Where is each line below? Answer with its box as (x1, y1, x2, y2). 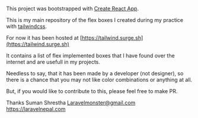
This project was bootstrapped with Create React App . (6, 5, 139, 12)
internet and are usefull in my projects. (6, 59, 101, 65)
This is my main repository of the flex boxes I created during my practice (6, 17, 184, 23)
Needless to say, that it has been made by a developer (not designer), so (6, 70, 184, 76)
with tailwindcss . (6, 23, 47, 30)
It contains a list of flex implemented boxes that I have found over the (6, 52, 175, 59)
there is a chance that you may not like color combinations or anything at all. (6, 76, 193, 83)
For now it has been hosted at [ (6, 34, 82, 41)
